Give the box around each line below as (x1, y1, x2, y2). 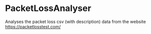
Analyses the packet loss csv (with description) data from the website (5, 19, 146, 24)
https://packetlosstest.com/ (5, 23, 61, 29)
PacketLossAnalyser (5, 3, 92, 14)
